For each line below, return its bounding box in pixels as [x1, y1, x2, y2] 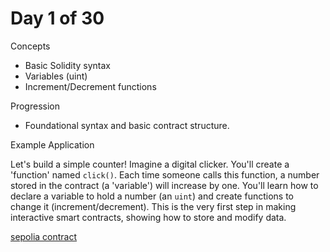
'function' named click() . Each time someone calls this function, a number [10, 168, 320, 181]
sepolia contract [10, 230, 78, 242]
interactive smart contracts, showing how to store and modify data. [10, 211, 287, 223]
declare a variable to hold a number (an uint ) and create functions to [10, 190, 294, 202]
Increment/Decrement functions [24, 80, 157, 92]
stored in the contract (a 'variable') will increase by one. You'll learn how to [10, 179, 319, 191]
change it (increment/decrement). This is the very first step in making [10, 200, 297, 212]
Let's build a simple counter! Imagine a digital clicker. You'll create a [10, 158, 290, 170]
